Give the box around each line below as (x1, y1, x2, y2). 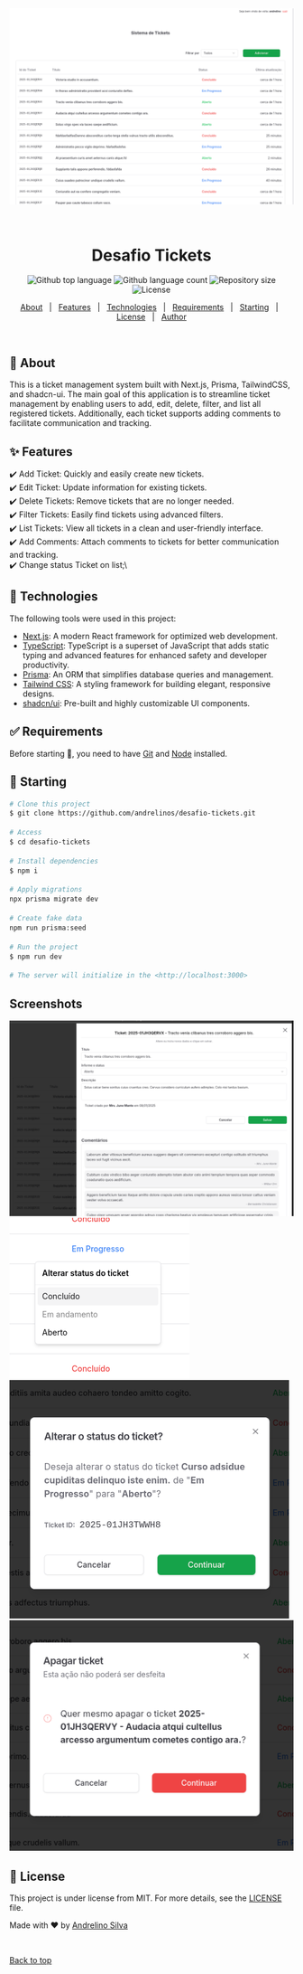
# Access (9, 828, 42, 837)
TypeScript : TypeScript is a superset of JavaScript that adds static (22, 640, 270, 651)
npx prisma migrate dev (9, 894, 99, 904)
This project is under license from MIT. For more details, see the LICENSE (9, 1893, 282, 1903)
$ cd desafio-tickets (9, 837, 91, 846)
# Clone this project (9, 799, 91, 808)
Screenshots (9, 996, 83, 1011)
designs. (22, 688, 55, 699)
